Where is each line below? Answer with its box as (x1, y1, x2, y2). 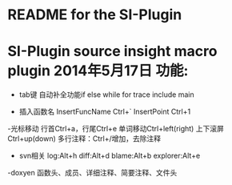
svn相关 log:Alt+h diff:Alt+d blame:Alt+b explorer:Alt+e (18, 151, 201, 161)
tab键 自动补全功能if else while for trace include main (18, 90, 194, 99)
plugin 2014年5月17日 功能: (7, 62, 189, 80)
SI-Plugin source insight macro (7, 42, 218, 61)
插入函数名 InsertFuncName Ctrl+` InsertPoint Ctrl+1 (18, 107, 191, 117)
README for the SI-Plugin (7, 6, 182, 24)
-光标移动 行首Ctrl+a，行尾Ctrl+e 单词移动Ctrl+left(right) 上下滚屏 (7, 124, 225, 134)
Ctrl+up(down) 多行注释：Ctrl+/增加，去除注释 (7, 134, 162, 143)
